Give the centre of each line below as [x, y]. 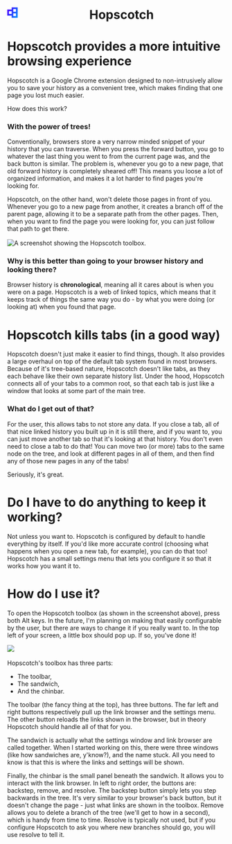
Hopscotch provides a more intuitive [114, 47]
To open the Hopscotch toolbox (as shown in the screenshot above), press [114, 613]
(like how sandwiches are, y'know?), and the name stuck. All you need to [111, 755]
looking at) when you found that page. [62, 307]
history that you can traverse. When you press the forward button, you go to [116, 149]
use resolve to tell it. [36, 834]
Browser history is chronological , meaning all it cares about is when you [110, 285]
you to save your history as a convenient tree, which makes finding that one [115, 88]
